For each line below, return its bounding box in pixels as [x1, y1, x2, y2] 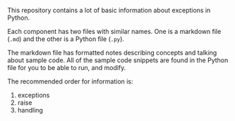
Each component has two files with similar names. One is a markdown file [7, 28, 222, 35]
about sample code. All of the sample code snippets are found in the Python [7, 56, 229, 64]
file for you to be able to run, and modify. [7, 64, 126, 71]
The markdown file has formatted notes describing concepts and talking [7, 49, 217, 57]
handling [17, 106, 44, 114]
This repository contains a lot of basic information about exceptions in [7, 6, 211, 14]
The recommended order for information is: [7, 77, 133, 86]
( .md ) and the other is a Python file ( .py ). [7, 35, 125, 43]
